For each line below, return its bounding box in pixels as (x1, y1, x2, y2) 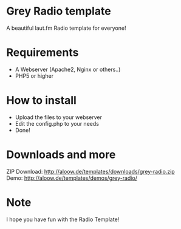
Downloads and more (6, 148, 116, 162)
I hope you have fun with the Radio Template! (6, 216, 120, 223)
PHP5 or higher (15, 72, 53, 80)
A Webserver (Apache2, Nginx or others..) (15, 66, 121, 73)
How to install (6, 94, 77, 108)
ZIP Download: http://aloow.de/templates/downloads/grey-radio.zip (6, 168, 175, 175)
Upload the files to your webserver (15, 114, 102, 121)
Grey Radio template (6, 4, 111, 18)
